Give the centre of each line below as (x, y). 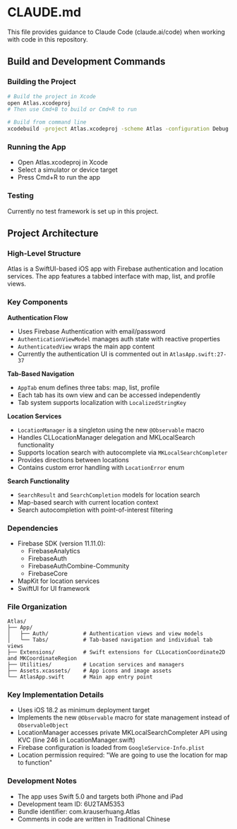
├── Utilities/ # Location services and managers (96, 665)
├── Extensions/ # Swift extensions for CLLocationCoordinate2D (116, 652)
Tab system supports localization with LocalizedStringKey (102, 402)
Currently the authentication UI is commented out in (93, 353)
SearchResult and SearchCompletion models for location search (109, 495)
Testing (20, 196)
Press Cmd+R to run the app (59, 177)
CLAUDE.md (44, 12)
